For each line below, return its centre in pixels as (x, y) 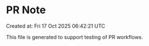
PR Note (26, 10)
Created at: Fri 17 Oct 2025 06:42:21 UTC (56, 26)
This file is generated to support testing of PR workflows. (74, 37)
